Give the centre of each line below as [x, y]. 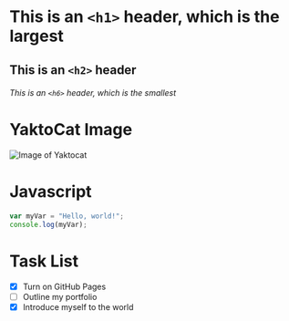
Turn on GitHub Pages [64, 286]
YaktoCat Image [71, 130]
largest [36, 36]
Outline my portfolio [60, 296]
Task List [44, 261]
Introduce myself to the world [78, 306]
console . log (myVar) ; [49, 224]
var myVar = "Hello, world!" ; [67, 216]
